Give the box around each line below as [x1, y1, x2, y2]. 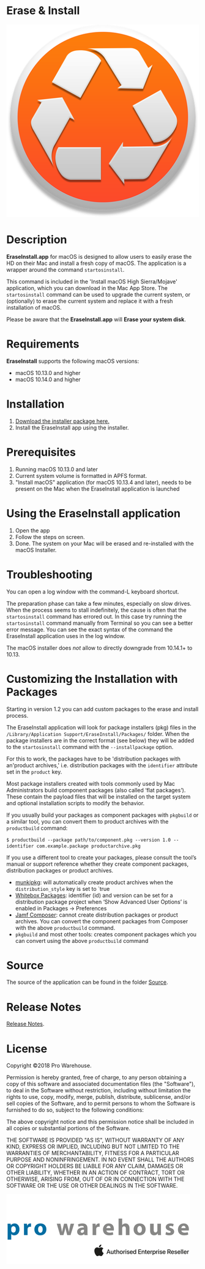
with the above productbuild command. [15, 924, 116, 931]
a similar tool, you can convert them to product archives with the [6, 817, 169, 825]
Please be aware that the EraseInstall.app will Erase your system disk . [6, 316, 187, 323]
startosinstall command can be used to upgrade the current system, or [6, 291, 191, 298]
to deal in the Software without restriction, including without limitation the [6, 1087, 191, 1094]
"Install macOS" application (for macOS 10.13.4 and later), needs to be [15, 478, 192, 486]
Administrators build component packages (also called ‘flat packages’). [6, 786, 186, 794]
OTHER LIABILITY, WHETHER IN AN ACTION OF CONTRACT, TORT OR [6, 1169, 185, 1177]
